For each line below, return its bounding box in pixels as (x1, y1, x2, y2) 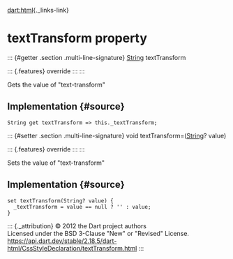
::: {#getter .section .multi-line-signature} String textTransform (7, 53, 186, 61)
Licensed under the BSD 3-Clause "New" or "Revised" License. (7, 229, 190, 237)
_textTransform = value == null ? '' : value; (13, 203, 151, 210)
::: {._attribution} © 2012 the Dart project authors (7, 221, 146, 230)
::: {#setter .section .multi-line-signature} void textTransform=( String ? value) (7, 131, 227, 140)
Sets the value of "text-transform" (7, 158, 105, 167)
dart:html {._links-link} (7, 6, 70, 14)
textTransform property (7, 31, 148, 46)
